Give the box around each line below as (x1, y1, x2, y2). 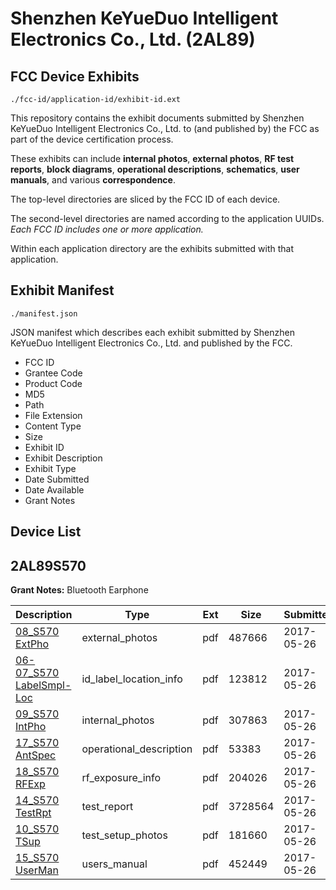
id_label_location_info (81, 672, 183, 686)
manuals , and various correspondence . (10, 174, 176, 186)
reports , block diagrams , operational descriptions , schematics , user (10, 163, 300, 175)
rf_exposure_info (81, 771, 161, 785)
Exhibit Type (24, 462, 77, 474)
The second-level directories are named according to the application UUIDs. (10, 213, 325, 224)
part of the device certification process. (10, 133, 174, 145)
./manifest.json (10, 308, 78, 319)
